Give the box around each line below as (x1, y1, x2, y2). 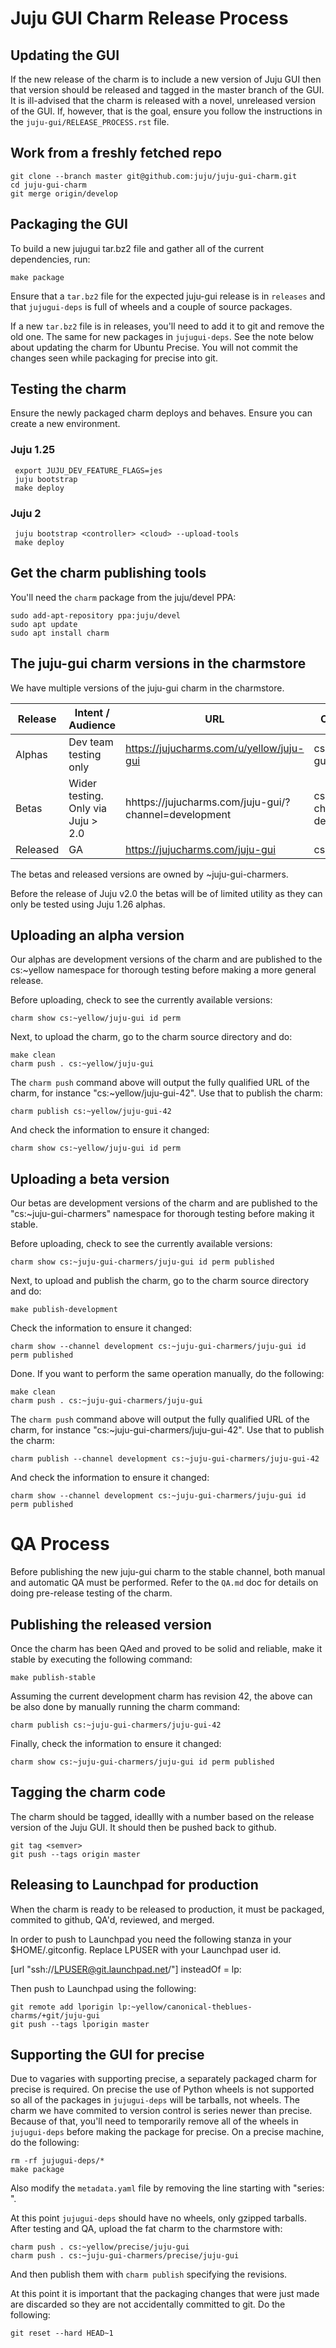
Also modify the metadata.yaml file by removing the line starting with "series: (10, 2182, 325, 2194)
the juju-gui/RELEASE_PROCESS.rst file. (10, 116, 170, 127)
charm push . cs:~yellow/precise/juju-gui (10, 2242, 190, 2252)
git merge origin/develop (10, 188, 118, 199)
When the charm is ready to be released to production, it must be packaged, (10, 1903, 325, 1915)
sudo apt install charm (10, 628, 110, 638)
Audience (68, 718, 117, 732)
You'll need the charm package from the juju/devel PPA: (10, 591, 237, 603)
